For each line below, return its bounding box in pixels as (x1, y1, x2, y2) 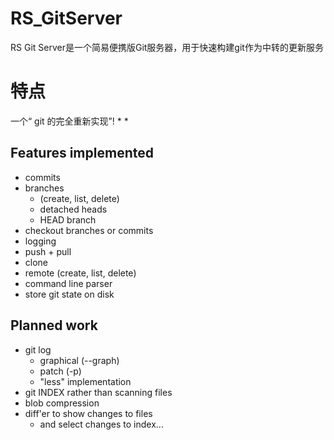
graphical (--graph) (39, 354, 120, 366)
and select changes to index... (39, 418, 164, 430)
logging (24, 235, 57, 247)
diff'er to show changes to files (24, 407, 153, 419)
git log (24, 343, 52, 356)
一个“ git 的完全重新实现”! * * (10, 115, 129, 127)
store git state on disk (24, 288, 115, 300)
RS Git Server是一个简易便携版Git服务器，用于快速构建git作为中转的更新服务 (10, 41, 324, 53)
